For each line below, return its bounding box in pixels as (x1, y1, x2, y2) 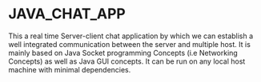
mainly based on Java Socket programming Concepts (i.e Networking (8, 48, 238, 57)
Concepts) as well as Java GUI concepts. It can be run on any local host (8, 57, 246, 66)
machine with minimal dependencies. (8, 64, 131, 74)
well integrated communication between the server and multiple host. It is (8, 39, 251, 49)
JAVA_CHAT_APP (8, 5, 126, 23)
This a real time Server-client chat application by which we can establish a (8, 31, 254, 41)
